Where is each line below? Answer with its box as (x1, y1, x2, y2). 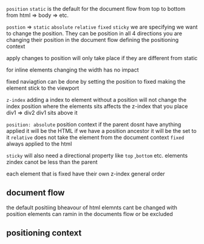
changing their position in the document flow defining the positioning (6, 36, 179, 43)
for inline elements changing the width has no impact (6, 66, 139, 73)
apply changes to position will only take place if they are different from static (6, 55, 198, 61)
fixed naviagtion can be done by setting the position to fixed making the (6, 78, 186, 85)
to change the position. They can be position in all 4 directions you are (6, 30, 182, 37)
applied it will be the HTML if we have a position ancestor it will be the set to (6, 127, 197, 134)
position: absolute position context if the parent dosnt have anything (6, 121, 182, 128)
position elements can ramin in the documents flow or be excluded (6, 210, 173, 217)
